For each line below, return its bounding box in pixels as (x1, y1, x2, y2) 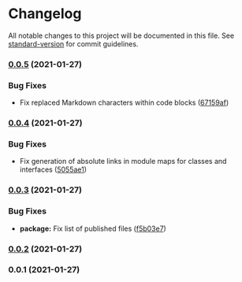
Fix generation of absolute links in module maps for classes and (19, 157, 227, 166)
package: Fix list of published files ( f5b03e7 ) (19, 224, 167, 233)
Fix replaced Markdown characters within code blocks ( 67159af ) (19, 98, 229, 107)
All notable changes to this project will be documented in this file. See (8, 31, 235, 40)
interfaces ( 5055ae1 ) (19, 165, 87, 174)
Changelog (8, 5, 82, 23)
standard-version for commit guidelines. (8, 39, 139, 48)
